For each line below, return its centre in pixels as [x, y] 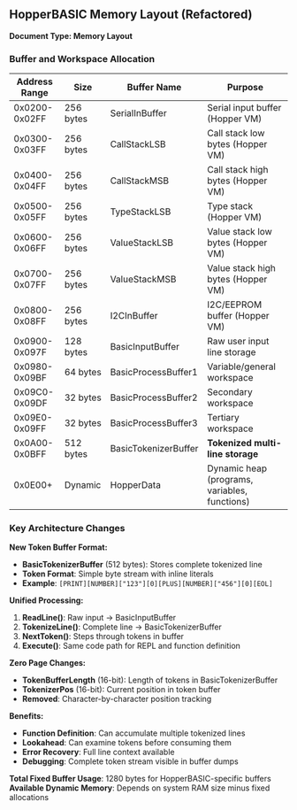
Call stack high [238, 170]
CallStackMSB [140, 181]
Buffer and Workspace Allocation [82, 58]
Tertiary [224, 418]
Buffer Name [154, 88]
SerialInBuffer [138, 113]
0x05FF [30, 218]
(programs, [230, 480]
